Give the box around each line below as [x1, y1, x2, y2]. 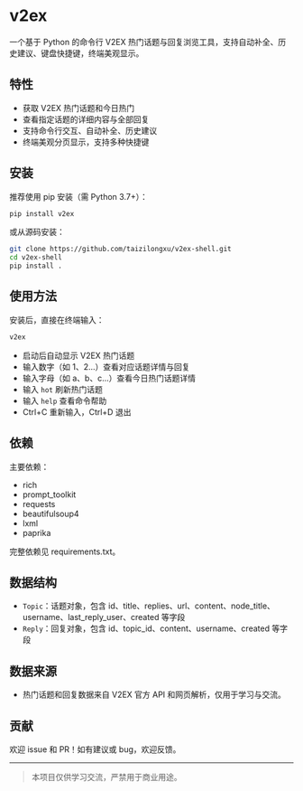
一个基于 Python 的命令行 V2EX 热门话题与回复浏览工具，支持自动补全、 [9, 36, 279, 47]
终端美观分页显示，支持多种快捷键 [22, 137, 150, 147]
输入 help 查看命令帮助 [22, 395, 107, 406]
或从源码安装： [9, 227, 65, 238]
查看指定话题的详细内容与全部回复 [22, 114, 150, 125]
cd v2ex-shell [9, 253, 63, 262]
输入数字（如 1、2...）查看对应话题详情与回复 [22, 361, 191, 372]
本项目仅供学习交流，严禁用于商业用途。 [31, 772, 182, 782]
